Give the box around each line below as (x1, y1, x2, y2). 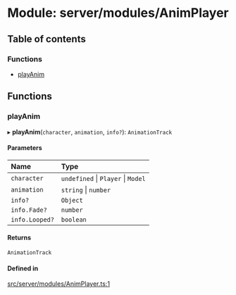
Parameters (7, 144, 42, 152)
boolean (61, 215, 87, 223)
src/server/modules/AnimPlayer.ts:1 (7, 280, 111, 288)
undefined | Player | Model (61, 173, 146, 183)
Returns (7, 234, 32, 242)
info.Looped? (11, 215, 55, 223)
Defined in (7, 264, 39, 272)
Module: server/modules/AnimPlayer (7, 5, 229, 21)
